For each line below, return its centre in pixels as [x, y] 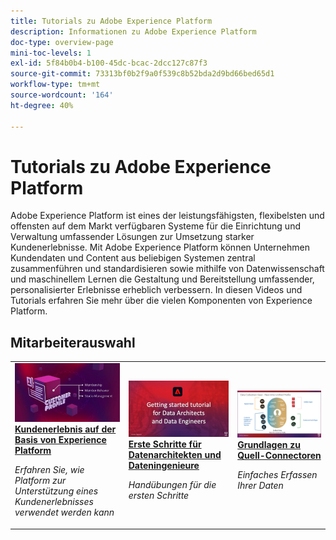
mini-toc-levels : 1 [51, 53]
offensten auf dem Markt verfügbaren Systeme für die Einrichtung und [155, 226]
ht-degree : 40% [42, 105]
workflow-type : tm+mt [55, 85]
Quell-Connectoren [279, 455]
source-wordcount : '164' [62, 95]
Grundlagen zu [269, 444]
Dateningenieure [164, 465]
